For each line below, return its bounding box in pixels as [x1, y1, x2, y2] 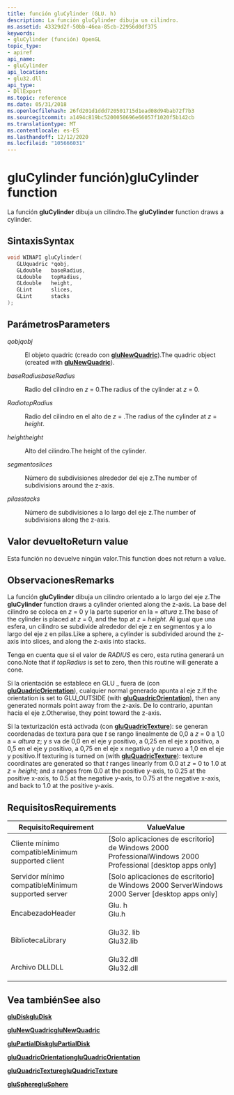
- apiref [7, 50, 33, 56]
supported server [10, 889, 68, 899]
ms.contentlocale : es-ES [7, 127, 79, 134]
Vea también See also [7, 994, 101, 1006]
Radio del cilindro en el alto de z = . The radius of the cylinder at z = [24, 412, 217, 421]
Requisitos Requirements [7, 801, 117, 813]
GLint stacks [16, 293, 70, 300]
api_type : [7, 82, 36, 89]
